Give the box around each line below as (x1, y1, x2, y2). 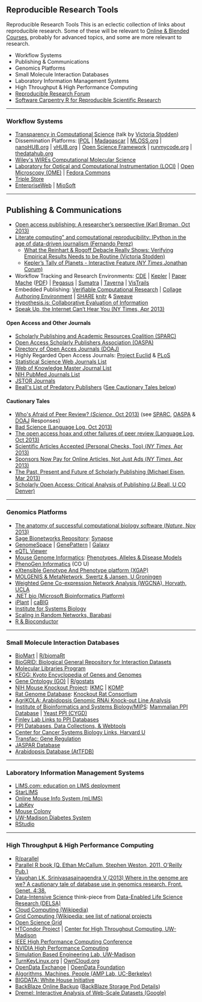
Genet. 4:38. (14, 887, 46, 894)
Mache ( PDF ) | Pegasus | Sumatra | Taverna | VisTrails (14, 279, 150, 286)
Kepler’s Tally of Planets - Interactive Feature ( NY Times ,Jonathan (23, 259, 188, 266)
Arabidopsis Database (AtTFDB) (14, 748, 94, 755)
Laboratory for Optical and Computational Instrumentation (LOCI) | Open (14, 162, 194, 170)
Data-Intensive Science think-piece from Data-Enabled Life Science (14, 893, 183, 900)
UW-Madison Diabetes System (14, 814, 91, 822)
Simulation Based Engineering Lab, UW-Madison (14, 950, 136, 958)
